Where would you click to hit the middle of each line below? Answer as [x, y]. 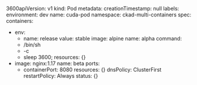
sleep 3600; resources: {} [55, 57]
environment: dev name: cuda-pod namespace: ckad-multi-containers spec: [99, 15]
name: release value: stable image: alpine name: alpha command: [103, 38]
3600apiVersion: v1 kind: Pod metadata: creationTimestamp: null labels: [93, 8]
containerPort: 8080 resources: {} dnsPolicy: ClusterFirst [92, 69]
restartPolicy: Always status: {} [61, 76]
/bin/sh [32, 45]
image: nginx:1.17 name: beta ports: [57, 63]
